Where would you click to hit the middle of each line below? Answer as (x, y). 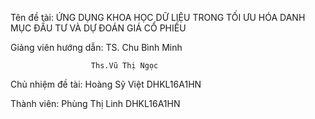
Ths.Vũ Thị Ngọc (124, 66)
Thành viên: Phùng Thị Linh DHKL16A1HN (95, 103)
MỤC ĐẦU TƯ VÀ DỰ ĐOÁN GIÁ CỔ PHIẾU (98, 28)
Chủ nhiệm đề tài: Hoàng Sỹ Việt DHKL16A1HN (106, 84)
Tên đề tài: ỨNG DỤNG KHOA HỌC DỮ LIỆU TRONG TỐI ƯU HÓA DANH (158, 17)
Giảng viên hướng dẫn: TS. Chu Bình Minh (96, 47)
